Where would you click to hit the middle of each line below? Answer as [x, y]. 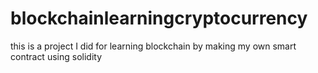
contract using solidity [56, 56]
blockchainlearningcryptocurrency [159, 18]
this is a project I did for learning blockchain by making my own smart [153, 46]
